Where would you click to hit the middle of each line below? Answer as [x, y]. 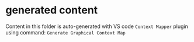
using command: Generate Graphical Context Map [66, 32]
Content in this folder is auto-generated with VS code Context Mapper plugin [97, 26]
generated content [52, 10]
